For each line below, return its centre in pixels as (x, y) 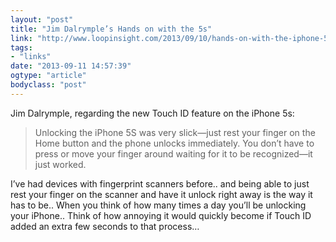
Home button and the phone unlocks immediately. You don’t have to (174, 143)
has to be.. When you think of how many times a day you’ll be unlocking (158, 205)
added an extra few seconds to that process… (105, 226)
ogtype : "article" (48, 76)
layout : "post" (42, 19)
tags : (21, 47)
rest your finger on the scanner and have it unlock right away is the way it (161, 194)
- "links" (31, 57)
